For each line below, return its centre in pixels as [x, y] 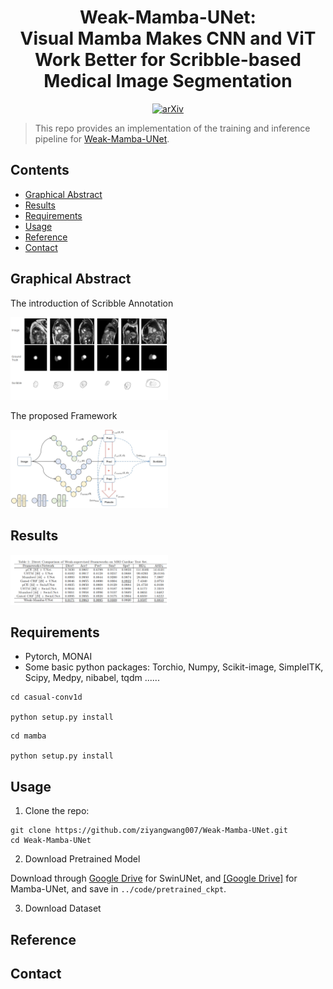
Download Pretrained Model [82, 859]
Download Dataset [63, 908]
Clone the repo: [57, 811]
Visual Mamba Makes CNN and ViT [168, 38]
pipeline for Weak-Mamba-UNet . [102, 138]
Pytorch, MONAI [58, 657]
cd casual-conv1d [46, 697]
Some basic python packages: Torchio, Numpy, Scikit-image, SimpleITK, [174, 667]
